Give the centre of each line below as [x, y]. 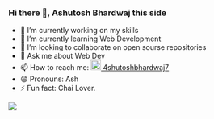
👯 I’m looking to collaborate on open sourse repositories [113, 47]
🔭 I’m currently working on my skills [79, 31]
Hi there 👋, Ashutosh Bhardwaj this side [88, 13]
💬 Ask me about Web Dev [63, 56]
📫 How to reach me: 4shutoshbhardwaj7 [94, 68]
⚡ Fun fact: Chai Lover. [58, 88]
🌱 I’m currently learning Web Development [90, 39]
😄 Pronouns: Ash [49, 79]
